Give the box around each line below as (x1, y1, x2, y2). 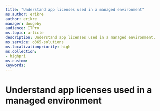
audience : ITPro (5, 26, 39, 31)
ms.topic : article (5, 30, 44, 35)
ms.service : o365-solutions (5, 40, 64, 45)
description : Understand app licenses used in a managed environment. (5, 35, 156, 40)
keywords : (5, 63, 26, 68)
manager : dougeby (5, 21, 42, 26)
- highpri (5, 53, 26, 59)
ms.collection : (5, 49, 37, 54)
